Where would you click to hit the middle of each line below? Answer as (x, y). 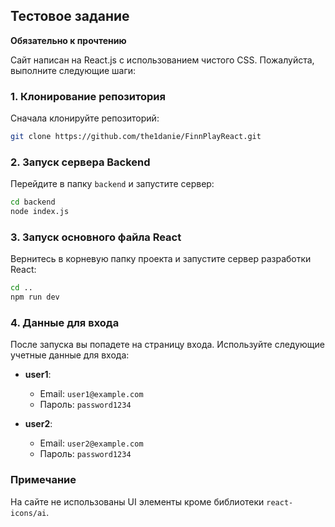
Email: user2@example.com (91, 443)
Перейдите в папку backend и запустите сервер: (112, 184)
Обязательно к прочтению (68, 40)
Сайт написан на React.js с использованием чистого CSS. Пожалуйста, (162, 60)
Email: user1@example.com (91, 394)
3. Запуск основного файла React (96, 237)
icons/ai (28, 513)
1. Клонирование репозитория (88, 96)
